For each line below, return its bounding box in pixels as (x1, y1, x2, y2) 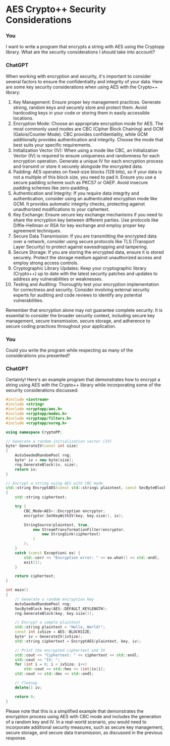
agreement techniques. (13, 227, 62, 234)
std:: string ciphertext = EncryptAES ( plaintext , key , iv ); (15, 639, 142, 644)
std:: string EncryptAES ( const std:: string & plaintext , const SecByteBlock (6, 485, 166, 490)
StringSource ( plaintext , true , (24, 522, 90, 528)
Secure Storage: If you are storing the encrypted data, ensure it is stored (13, 249, 164, 255)
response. (6, 735, 27, 741)
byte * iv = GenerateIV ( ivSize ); (15, 634, 83, 639)
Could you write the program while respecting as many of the (6, 347, 133, 354)
